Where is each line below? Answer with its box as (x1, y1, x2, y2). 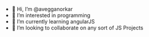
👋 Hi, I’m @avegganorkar (11, 6, 73, 12)
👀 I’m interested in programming (11, 12, 91, 19)
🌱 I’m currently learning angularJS (11, 18, 95, 25)
